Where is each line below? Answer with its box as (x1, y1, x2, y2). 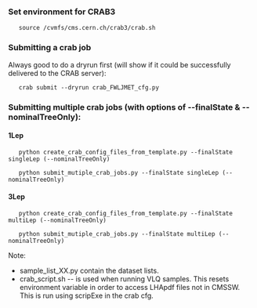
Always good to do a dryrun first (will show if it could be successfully (8, 60, 231, 69)
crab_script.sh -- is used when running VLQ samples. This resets (19, 274, 230, 284)
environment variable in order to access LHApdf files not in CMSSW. (19, 282, 241, 292)
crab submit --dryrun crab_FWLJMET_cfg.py (18, 83, 159, 92)
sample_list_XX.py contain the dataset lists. (19, 266, 159, 275)
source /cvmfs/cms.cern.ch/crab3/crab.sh (18, 24, 156, 32)
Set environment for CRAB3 (8, 6, 116, 17)
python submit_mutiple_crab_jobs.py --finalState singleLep (18, 168, 219, 176)
